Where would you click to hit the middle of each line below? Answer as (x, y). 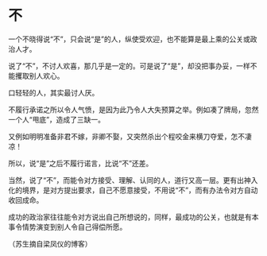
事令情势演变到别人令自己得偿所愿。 (68, 227)
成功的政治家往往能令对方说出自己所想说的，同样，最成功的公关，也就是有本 (133, 217)
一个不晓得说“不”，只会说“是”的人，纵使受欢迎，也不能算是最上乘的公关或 (129, 39)
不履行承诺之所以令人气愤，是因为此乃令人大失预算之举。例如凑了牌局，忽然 (133, 109)
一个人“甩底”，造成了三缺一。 (57, 119)
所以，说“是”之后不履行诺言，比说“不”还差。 (81, 163)
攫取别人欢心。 (39, 76)
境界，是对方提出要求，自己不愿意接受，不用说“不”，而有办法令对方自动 (140, 190)
